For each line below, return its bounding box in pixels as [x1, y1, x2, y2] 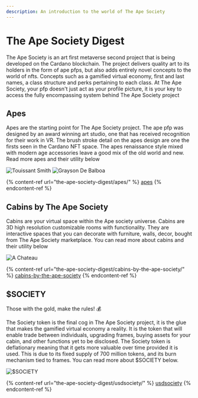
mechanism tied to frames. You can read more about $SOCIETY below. [6, 357, 179, 364]
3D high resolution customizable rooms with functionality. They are [6, 224, 170, 231]
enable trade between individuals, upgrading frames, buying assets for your [6, 332, 191, 338]
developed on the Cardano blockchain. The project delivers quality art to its [6, 60, 190, 67]
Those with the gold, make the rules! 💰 [6, 305, 102, 312]
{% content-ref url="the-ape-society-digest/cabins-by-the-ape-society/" [6, 266, 185, 273]
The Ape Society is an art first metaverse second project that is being [6, 54, 176, 61]
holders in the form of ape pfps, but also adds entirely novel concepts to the [6, 66, 191, 73]
